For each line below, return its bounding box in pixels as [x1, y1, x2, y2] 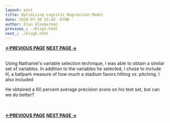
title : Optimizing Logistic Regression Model [5, 12, 103, 17]
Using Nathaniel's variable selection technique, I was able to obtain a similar [5, 60, 165, 66]
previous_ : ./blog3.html [5, 26, 58, 32]
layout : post [5, 7, 33, 13]
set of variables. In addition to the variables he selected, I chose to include [5, 66, 161, 72]
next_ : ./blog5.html [5, 31, 49, 36]
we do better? [5, 92, 35, 98]
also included [5, 77, 34, 82]
